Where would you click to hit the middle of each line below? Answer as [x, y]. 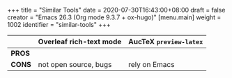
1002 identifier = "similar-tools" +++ [59, 25]
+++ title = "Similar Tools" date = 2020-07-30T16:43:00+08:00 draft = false [116, 10]
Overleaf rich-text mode [80, 42]
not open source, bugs [75, 65]
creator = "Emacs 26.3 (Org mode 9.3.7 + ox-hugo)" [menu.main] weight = [114, 17]
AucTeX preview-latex [166, 42]
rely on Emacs [152, 65]
